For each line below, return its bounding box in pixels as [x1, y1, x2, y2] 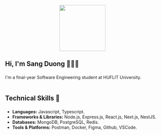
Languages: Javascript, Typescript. [12, 108, 85, 114]
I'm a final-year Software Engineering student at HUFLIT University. [5, 75, 141, 81]
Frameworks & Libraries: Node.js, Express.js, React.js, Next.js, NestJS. [12, 114, 157, 120]
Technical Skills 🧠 [5, 94, 60, 102]
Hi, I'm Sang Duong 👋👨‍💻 [5, 60, 80, 68]
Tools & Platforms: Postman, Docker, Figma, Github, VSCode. [12, 124, 137, 130]
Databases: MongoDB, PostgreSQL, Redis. [12, 119, 99, 125]
